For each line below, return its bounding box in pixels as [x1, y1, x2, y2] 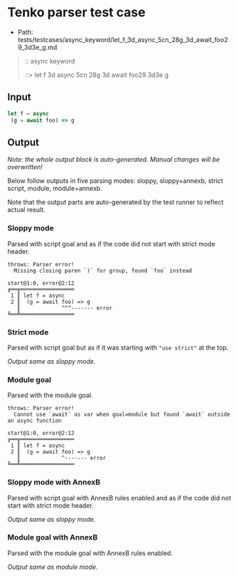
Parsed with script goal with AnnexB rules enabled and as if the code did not [7, 493, 232, 502]
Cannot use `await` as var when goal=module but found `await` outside [13, 411, 231, 419]
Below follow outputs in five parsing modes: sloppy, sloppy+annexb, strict [7, 177, 224, 185]
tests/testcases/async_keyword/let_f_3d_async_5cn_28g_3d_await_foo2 [17, 35, 229, 43]
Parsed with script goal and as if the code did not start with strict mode [7, 239, 215, 248]
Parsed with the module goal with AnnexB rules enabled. [7, 549, 173, 557]
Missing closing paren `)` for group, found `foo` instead [13, 267, 193, 274]
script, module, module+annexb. [7, 184, 103, 193]
